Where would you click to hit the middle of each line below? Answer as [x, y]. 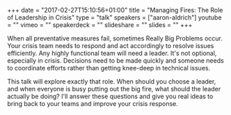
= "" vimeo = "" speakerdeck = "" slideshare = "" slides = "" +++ [100, 25]
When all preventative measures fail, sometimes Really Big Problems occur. [115, 38]
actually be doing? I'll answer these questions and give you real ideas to [110, 96]
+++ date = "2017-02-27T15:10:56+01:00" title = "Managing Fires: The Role [115, 10]
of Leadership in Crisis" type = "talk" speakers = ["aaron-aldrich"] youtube [114, 17]
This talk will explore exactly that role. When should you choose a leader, [112, 82]
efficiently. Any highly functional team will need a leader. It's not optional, [112, 53]
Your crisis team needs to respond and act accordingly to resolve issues [111, 46]
